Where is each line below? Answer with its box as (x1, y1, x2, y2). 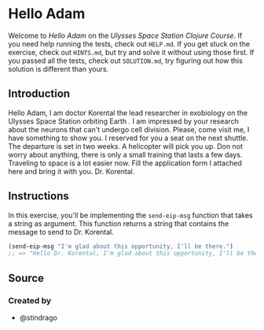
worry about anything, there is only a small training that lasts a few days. (8, 150, 243, 159)
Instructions (8, 190, 69, 203)
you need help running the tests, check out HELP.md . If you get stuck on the (8, 39, 250, 48)
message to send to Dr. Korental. (8, 227, 114, 236)
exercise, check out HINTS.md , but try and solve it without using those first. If (8, 47, 255, 57)
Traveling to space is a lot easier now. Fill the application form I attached (8, 158, 242, 168)
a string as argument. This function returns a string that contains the (8, 218, 229, 228)
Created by (8, 295, 52, 306)
